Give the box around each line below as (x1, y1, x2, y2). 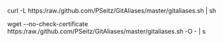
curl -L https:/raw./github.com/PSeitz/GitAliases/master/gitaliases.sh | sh (7, 7, 217, 14)
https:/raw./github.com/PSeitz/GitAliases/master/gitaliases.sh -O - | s (7, 28, 206, 35)
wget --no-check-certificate (7, 20, 89, 28)
